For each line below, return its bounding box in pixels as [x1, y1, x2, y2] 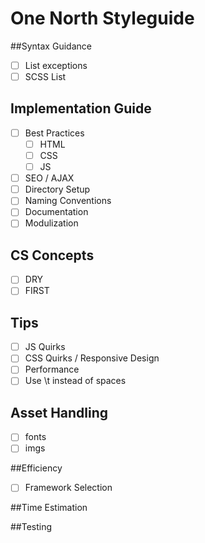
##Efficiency [10, 462, 63, 474]
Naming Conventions [24, 195, 112, 207]
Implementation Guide [10, 100, 152, 117]
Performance [24, 363, 80, 376]
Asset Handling [10, 404, 109, 421]
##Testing [10, 521, 53, 533]
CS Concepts [10, 247, 95, 264]
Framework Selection [24, 482, 113, 494]
